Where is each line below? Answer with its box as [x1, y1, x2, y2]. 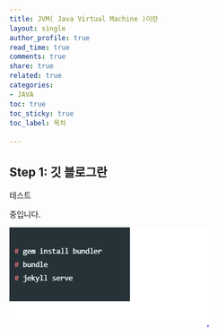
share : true [9, 62, 54, 71]
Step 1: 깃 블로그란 [9, 164, 108, 179]
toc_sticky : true [9, 108, 74, 118]
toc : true [9, 99, 47, 108]
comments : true [9, 52, 66, 62]
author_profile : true [9, 33, 91, 42]
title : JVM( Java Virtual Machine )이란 [9, 14, 159, 23]
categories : [9, 81, 54, 90]
